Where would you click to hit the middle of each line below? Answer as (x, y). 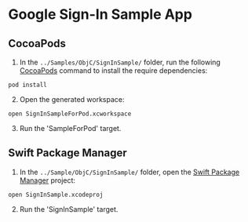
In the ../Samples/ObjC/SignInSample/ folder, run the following (120, 62)
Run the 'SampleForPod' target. (70, 128)
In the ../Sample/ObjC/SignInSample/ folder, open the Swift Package (129, 172)
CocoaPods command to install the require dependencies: (113, 71)
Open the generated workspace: (72, 99)
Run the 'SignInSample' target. (69, 209)
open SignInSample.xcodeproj (56, 195)
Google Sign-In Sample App (100, 15)
